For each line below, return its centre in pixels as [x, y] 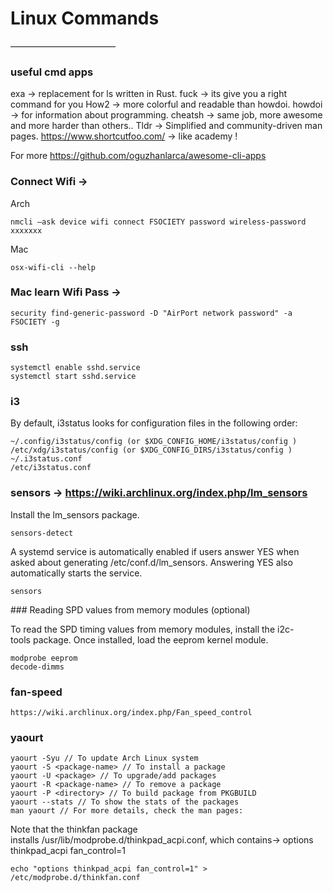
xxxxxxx [26, 230]
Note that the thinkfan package [74, 829]
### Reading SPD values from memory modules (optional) [130, 609]
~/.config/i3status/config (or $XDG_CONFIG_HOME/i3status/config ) [154, 442]
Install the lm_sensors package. [75, 514]
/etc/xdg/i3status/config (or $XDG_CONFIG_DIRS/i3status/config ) [151, 450]
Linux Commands [85, 18]
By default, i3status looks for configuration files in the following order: [154, 423]
